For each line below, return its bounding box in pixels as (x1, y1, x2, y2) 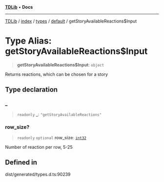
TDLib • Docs (5, 4, 33, 10)
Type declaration (5, 86, 58, 94)
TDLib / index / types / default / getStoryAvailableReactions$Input (5, 18, 137, 24)
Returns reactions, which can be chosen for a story (5, 71, 108, 77)
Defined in (5, 159, 38, 167)
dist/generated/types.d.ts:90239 (5, 171, 71, 177)
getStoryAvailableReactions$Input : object (17, 62, 104, 68)
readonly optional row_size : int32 (17, 135, 87, 140)
